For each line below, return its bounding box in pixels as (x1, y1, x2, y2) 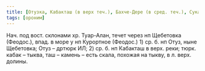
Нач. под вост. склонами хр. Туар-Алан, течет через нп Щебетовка (6, 31, 182, 39)
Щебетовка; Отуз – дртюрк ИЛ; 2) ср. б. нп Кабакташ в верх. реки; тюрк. (6, 44, 196, 52)
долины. (6, 58, 28, 65)
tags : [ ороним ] (6, 15, 45, 21)
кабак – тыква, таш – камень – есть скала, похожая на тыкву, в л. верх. (6, 51, 192, 58)
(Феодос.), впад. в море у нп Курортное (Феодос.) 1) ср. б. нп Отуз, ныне (6, 38, 197, 45)
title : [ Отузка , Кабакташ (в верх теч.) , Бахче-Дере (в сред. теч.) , (6, 9, 187, 15)
